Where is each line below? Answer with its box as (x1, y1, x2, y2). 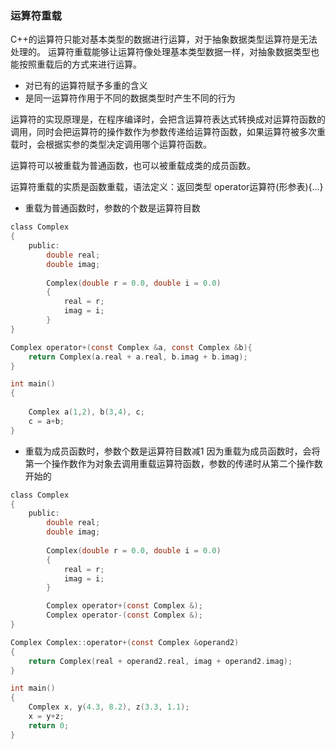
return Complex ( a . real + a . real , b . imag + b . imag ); (28, 352, 248, 362)
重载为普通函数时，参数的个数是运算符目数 (24, 202, 201, 214)
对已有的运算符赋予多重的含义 (24, 80, 148, 92)
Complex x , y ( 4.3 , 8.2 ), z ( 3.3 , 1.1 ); (28, 702, 190, 712)
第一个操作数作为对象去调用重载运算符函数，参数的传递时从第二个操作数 (24, 457, 323, 469)
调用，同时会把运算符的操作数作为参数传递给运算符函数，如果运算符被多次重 (10, 126, 326, 138)
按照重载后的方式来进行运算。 (18, 58, 142, 71)
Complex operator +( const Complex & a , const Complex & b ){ (10, 342, 253, 352)
